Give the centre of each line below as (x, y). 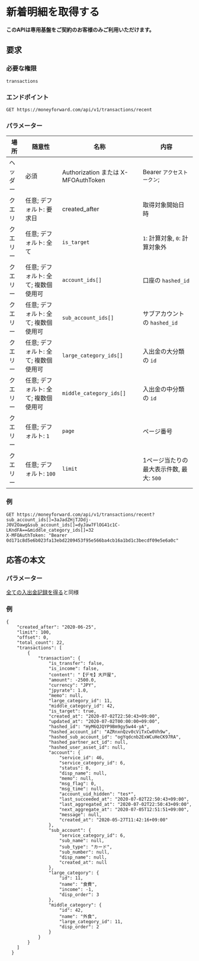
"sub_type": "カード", (86, 847)
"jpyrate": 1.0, (68, 690)
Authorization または (91, 172)
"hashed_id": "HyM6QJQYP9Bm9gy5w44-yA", (99, 727)
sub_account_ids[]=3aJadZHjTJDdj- (49, 520)
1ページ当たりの (165, 461)
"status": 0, (75, 768)
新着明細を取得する (53, 12)
